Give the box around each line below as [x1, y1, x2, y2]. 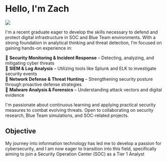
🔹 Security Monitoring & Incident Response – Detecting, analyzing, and [5, 55, 154, 61]
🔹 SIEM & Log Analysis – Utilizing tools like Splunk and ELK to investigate [5, 65, 156, 71]
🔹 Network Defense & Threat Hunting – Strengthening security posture [5, 76, 153, 82]
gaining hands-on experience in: [5, 45, 72, 51]
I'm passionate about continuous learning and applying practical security [5, 101, 156, 108]
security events [5, 71, 38, 77]
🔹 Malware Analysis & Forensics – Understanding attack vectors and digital [5, 86, 162, 93]
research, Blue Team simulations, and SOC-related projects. [5, 112, 129, 118]
